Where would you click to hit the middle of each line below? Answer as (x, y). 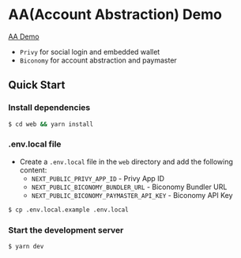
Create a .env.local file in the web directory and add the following (126, 161)
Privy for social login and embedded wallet (90, 51)
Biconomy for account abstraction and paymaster (98, 60)
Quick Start (37, 85)
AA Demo (24, 36)
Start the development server (66, 230)
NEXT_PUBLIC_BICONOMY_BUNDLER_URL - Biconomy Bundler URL (129, 187)
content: (33, 170)
